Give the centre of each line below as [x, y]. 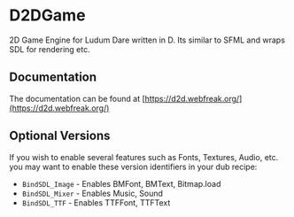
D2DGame [47, 15]
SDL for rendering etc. [50, 49]
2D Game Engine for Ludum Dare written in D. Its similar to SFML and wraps [147, 40]
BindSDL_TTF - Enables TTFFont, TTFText [96, 202]
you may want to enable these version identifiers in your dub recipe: [133, 167]
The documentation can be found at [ [77, 98]
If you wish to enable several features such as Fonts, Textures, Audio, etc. [144, 157]
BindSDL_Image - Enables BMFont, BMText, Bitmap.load [121, 183]
